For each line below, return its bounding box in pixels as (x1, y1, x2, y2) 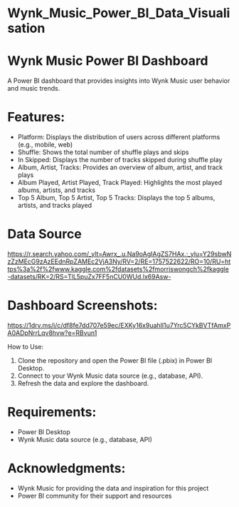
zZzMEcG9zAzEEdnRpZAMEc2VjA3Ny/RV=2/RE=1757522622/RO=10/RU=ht (7, 257, 231, 266)
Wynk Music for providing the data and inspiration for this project (17, 483, 209, 492)
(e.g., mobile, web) (17, 141, 73, 149)
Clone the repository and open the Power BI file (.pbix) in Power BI (17, 356, 213, 365)
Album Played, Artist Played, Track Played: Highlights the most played (17, 179, 223, 187)
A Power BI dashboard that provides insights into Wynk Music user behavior (7, 76, 230, 85)
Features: (7, 109, 65, 126)
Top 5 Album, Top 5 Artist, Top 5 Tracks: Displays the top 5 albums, (17, 194, 216, 202)
